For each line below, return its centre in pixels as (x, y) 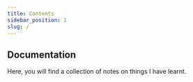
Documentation (42, 55)
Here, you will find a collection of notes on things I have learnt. (97, 72)
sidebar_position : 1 (37, 20)
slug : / (18, 26)
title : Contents (31, 14)
